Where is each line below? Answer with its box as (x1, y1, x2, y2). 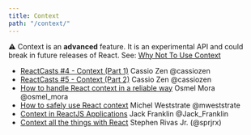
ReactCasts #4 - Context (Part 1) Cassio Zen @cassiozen (19, 65, 211, 75)
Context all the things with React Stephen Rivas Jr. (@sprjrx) (19, 117, 222, 127)
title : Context (8, 11, 60, 20)
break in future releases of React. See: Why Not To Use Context (8, 50, 221, 60)
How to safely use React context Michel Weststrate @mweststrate (19, 100, 240, 110)
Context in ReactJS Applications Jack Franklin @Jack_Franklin (19, 108, 229, 118)
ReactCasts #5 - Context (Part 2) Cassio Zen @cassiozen (19, 74, 212, 84)
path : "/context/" (8, 19, 70, 27)
